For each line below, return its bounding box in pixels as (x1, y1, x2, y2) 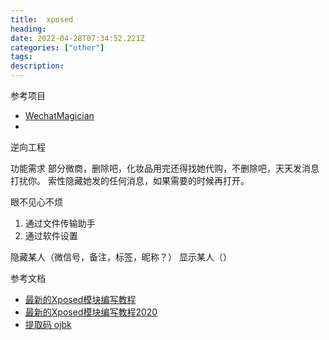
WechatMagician (24, 110, 95, 121)
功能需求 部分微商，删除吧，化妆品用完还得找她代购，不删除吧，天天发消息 (10, 162, 320, 174)
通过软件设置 (24, 230, 78, 241)
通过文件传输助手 (24, 217, 96, 229)
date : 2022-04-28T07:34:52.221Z (10, 33, 145, 43)
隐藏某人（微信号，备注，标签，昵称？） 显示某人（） (10, 251, 232, 263)
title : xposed (10, 14, 74, 25)
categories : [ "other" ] (10, 42, 105, 53)
